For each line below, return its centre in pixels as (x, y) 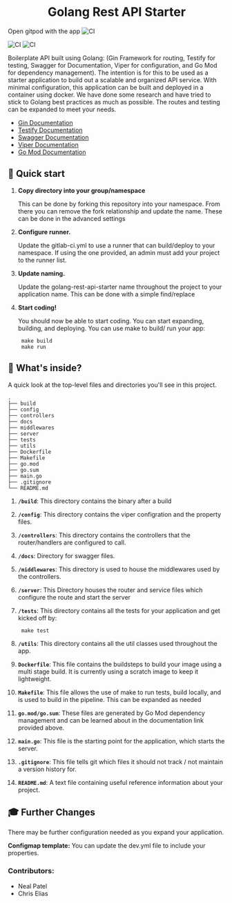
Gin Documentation (45, 122)
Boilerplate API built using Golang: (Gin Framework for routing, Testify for (112, 58)
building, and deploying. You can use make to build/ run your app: (112, 328)
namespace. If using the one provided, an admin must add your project (119, 252)
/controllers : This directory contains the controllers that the (104, 535)
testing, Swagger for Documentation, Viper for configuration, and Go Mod (113, 65)
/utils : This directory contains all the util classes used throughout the (117, 643)
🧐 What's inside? (45, 368)
